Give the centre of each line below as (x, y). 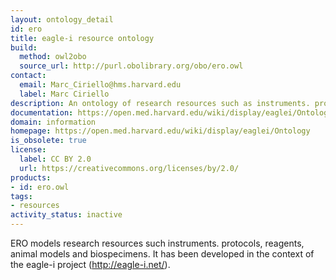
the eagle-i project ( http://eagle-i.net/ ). (90, 264)
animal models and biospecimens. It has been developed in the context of (162, 254)
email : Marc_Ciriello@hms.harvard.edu (100, 85)
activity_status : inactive (66, 215)
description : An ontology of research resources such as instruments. (160, 103)
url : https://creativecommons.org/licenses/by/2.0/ (129, 168)
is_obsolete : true (48, 141)
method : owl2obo (53, 57)
